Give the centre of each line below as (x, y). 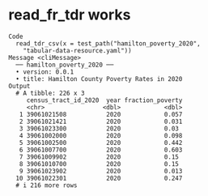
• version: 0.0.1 (45, 72)
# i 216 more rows (47, 185)
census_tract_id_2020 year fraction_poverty (104, 100)
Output (19, 86)
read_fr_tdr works (70, 15)
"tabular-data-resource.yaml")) (77, 50)
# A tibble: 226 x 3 (50, 93)
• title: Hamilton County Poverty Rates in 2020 (99, 79)
